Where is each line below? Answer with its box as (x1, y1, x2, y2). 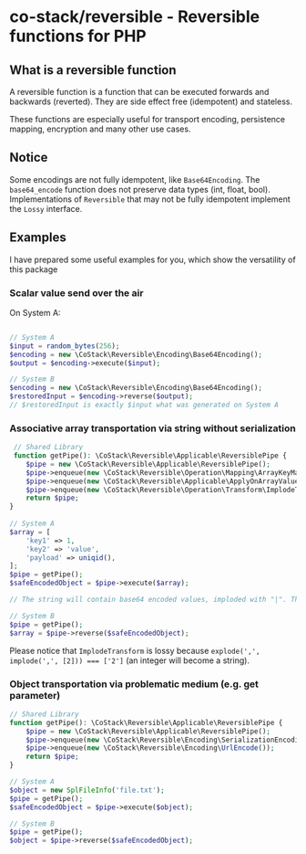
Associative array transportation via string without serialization (9, 422, 296, 435)
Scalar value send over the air (9, 286, 144, 299)
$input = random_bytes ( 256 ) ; (9, 341, 120, 351)
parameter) (9, 689, 61, 701)
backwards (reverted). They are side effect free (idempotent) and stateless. (9, 96, 293, 107)
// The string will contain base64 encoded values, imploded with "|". (9, 596, 287, 605)
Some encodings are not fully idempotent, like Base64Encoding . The (9, 174, 260, 185)
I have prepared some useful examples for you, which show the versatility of (9, 254, 296, 265)
